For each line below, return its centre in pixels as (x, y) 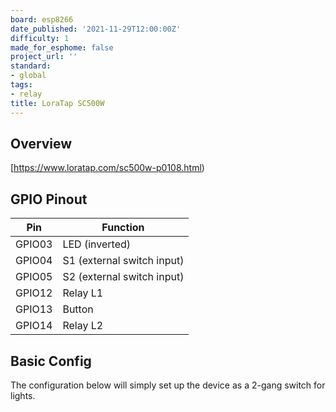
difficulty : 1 (40, 38)
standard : (31, 66)
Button (78, 309)
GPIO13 (34, 309)
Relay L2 (83, 326)
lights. (23, 395)
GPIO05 (34, 277)
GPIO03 (34, 244)
